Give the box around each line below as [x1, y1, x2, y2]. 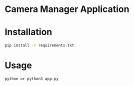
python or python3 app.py [4, 76, 58, 81]
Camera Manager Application [4, 3, 129, 15]
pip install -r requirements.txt [4, 43, 74, 48]
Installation [4, 26, 52, 38]
